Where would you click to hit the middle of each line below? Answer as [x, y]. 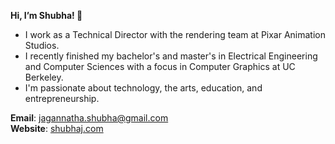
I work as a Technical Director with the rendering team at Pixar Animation [175, 34]
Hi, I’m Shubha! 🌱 [46, 15]
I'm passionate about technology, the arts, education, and [143, 88]
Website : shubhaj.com [57, 128]
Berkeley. [44, 77]
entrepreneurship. [62, 98]
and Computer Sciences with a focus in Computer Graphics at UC [160, 66]
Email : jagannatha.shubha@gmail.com [89, 118]
